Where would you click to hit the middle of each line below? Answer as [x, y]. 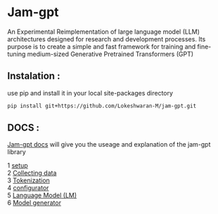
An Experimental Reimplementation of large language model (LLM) [104, 32]
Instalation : [34, 76]
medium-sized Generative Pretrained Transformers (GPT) [110, 54]
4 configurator [28, 188]
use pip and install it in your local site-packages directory [90, 93]
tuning [17, 54]
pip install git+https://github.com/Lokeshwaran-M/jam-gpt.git [102, 106]
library [17, 152]
